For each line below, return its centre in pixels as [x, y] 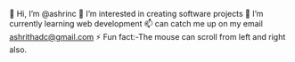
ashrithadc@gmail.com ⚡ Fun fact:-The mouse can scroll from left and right [147, 37]
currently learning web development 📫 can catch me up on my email [136, 23]
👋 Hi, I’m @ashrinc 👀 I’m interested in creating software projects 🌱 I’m [136, 14]
